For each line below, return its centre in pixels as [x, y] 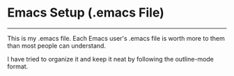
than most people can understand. [57, 46]
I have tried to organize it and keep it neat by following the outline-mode [111, 59]
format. [18, 66]
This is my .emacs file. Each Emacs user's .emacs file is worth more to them [116, 38]
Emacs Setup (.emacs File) [86, 13]
